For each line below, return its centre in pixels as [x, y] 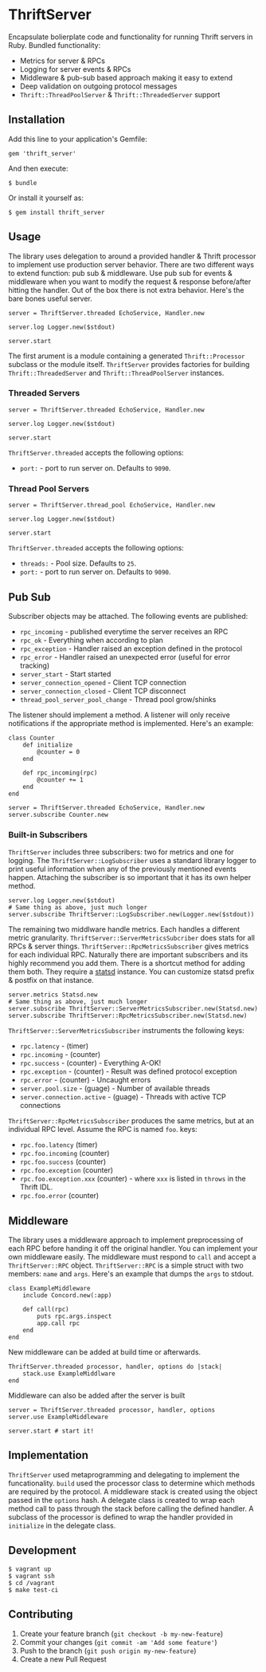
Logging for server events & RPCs [75, 69]
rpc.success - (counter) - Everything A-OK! [90, 1063]
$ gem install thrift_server [57, 212]
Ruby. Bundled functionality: [55, 45]
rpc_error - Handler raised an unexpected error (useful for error [125, 657]
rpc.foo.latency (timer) [59, 1145]
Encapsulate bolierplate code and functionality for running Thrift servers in [131, 37]
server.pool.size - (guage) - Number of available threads [115, 1088]
